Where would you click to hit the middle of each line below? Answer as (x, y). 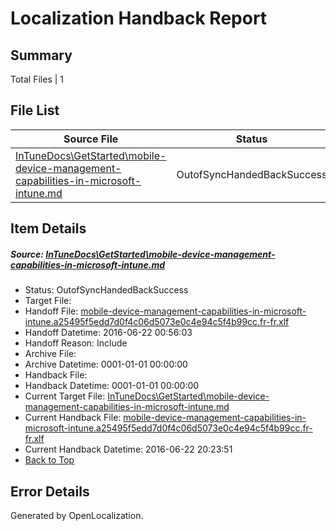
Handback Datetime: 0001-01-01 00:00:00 (112, 386)
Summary (41, 55)
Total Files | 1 (37, 79)
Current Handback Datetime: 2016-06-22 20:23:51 (128, 449)
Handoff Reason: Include (76, 343)
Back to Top (49, 460)
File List (35, 110)
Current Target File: (65, 396)
